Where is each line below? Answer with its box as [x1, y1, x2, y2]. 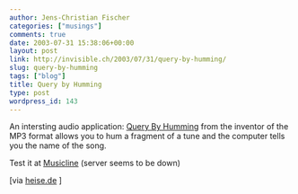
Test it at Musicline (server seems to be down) [9, 158, 181, 169]
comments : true [9, 30, 66, 39]
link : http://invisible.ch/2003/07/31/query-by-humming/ [9, 55, 227, 64]
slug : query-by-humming [9, 64, 99, 73]
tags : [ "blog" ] [9, 72, 66, 81]
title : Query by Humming [9, 80, 102, 89]
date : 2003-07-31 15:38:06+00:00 [9, 38, 135, 48]
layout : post [9, 47, 58, 56]
